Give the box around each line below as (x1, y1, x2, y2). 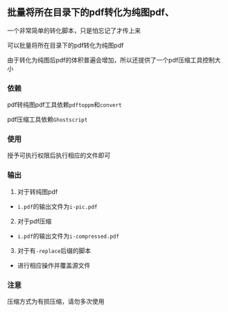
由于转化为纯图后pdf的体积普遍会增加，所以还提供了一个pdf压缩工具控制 (7, 55, 215, 64)
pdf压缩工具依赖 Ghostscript (7, 115, 88, 123)
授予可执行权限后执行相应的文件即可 (7, 151, 111, 159)
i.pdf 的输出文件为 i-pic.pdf (17, 202, 98, 210)
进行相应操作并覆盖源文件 (17, 261, 91, 269)
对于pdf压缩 (17, 217, 52, 225)
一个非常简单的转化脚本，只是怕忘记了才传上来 (7, 26, 141, 35)
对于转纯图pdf (17, 187, 58, 196)
